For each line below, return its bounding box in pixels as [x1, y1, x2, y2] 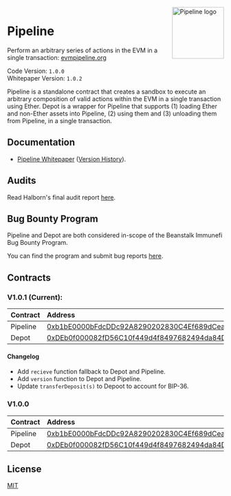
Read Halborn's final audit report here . [7, 193, 115, 202]
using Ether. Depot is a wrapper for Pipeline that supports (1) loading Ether [7, 102, 218, 110]
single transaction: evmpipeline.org [7, 53, 107, 61]
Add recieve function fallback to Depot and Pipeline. [16, 367, 166, 376]
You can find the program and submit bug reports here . [7, 252, 164, 260]
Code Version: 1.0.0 [7, 67, 65, 75]
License [7, 463, 42, 475]
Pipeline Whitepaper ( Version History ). [16, 155, 126, 163]
